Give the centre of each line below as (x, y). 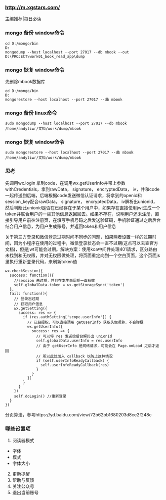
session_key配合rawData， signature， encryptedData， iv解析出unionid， (81, 201)
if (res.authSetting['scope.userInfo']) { (67, 317)
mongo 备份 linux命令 (31, 113)
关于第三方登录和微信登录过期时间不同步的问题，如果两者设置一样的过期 (79, 237)
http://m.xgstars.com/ (33, 7)
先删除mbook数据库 (25, 81)
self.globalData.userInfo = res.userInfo (79, 341)
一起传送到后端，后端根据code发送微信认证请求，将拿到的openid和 (74, 195)
